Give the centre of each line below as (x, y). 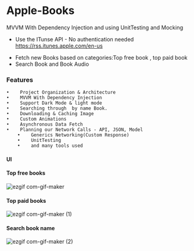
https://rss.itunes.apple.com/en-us (59, 46)
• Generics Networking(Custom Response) (74, 135)
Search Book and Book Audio (52, 64)
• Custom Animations (37, 119)
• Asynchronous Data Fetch (45, 125)
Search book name (31, 228)
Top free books (26, 173)
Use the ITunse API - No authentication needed (74, 39)
